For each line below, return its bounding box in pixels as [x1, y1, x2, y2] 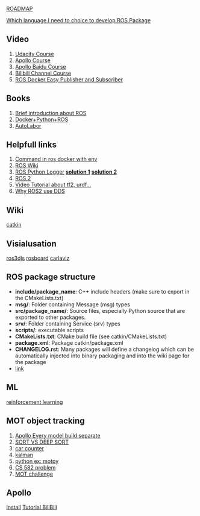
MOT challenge [14, 470, 53, 477]
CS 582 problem [14, 464, 56, 471]
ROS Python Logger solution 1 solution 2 [14, 168, 117, 175]
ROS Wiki [14, 162, 39, 169]
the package [14, 358, 46, 365]
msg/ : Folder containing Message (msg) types [14, 301, 131, 308]
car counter [14, 444, 44, 451]
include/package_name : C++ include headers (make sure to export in [14, 288, 190, 295]
